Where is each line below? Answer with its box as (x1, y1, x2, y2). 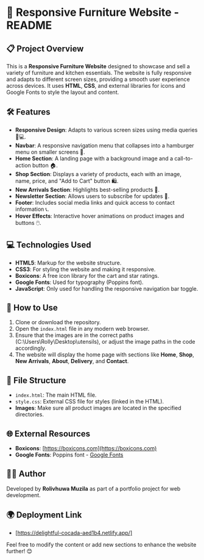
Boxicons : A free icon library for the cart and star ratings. (15, 272, 160, 279)
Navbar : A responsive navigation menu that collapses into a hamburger (15, 141, 194, 149)
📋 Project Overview (6, 43, 84, 54)
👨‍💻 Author (6, 469, 46, 479)
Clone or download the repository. (15, 319, 102, 326)
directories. (15, 411, 44, 418)
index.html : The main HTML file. (15, 391, 97, 399)
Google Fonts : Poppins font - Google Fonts (15, 451, 124, 459)
